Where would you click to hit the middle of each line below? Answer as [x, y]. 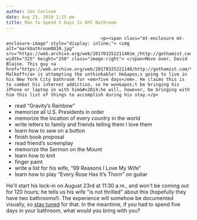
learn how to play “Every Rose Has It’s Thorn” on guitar [81, 174]
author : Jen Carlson [31, 11]
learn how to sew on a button [50, 131]
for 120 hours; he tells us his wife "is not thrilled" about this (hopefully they [96, 192]
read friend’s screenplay [44, 143]
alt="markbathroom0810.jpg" [40, 49]
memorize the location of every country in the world [77, 119]
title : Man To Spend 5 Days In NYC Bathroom [61, 22]
